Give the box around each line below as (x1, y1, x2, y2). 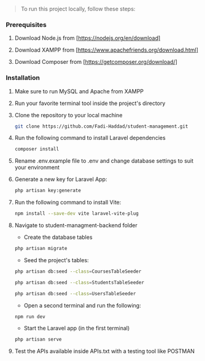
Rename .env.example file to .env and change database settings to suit (14, 157, 194, 165)
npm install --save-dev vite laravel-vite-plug (14, 211, 139, 217)
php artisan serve (14, 336, 62, 343)
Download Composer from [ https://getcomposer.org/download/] (14, 58, 177, 66)
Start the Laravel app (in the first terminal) (23, 325, 130, 332)
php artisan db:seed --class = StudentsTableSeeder (14, 279, 145, 285)
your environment (14, 164, 60, 171)
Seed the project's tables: (23, 256, 90, 263)
